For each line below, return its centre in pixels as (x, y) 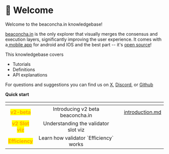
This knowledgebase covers (34, 54)
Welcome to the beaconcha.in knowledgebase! (54, 24)
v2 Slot (20, 123)
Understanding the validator (76, 123)
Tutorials (22, 64)
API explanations (30, 74)
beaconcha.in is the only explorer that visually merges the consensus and (81, 34)
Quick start (17, 94)
